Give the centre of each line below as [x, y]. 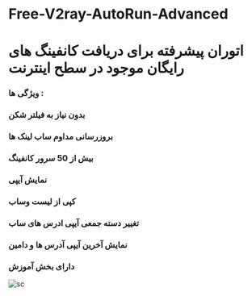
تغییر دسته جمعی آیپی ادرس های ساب [74, 223]
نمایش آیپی [27, 180]
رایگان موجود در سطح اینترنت [96, 68]
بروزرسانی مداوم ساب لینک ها [61, 136]
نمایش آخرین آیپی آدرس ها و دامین [68, 244]
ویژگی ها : [26, 94]
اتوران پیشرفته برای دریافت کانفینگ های [126, 51]
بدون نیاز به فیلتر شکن [47, 115]
